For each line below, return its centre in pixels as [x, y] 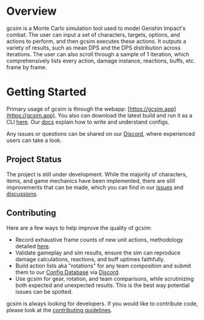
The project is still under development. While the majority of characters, [97, 174]
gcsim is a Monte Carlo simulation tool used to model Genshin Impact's [96, 28]
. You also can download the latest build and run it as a [124, 115]
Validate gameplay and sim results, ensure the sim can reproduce [98, 253]
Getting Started [47, 92]
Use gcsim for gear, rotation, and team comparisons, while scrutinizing [104, 278]
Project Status [34, 159]
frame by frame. [27, 67]
